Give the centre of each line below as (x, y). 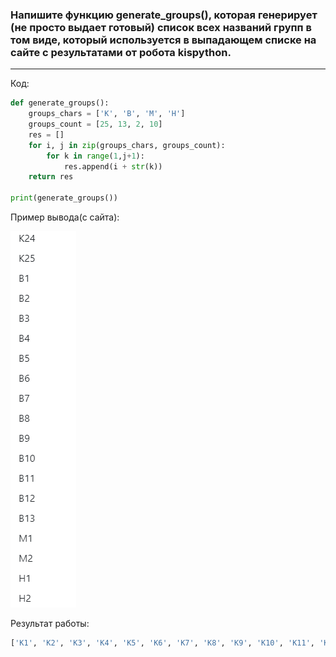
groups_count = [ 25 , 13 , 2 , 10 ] (95, 124)
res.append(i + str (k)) (113, 166)
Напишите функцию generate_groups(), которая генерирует (164, 15)
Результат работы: (50, 624)
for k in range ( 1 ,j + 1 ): (95, 156)
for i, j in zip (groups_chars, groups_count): (127, 145)
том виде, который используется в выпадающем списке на (163, 40)
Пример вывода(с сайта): (65, 217)
